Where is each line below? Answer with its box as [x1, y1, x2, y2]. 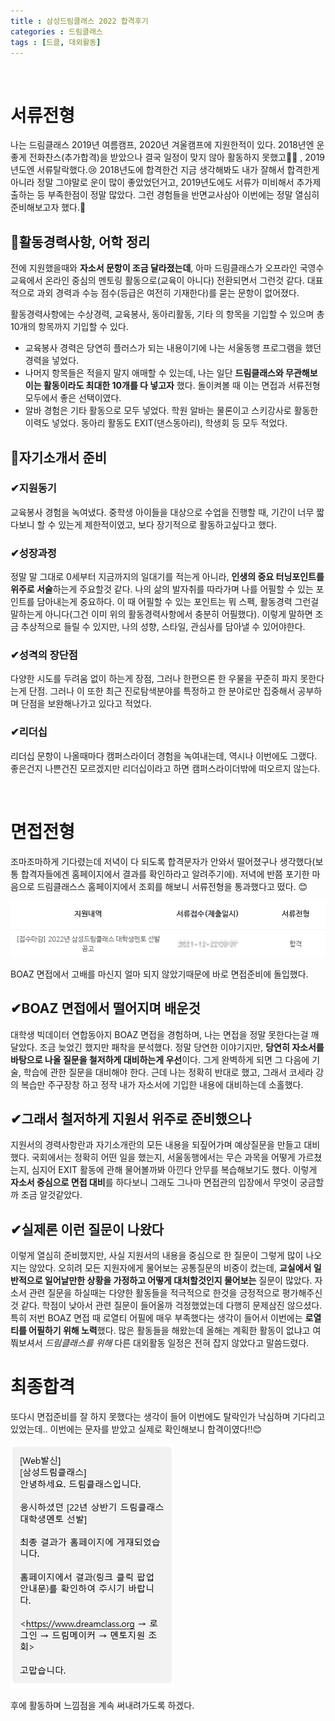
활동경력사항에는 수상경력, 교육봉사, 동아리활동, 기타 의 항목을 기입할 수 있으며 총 [10, 308, 325, 320]
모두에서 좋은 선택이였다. [24, 392, 122, 404]
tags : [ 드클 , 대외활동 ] [10, 37, 102, 47]
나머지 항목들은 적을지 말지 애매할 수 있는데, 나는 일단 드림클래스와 [24, 367, 284, 379]
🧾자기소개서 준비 [10, 449, 107, 466]
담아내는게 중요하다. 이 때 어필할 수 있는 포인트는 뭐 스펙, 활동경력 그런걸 [36, 596, 320, 608]
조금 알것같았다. [20, 1189, 83, 1201]
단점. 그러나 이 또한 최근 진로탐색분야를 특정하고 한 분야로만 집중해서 [28, 685, 296, 697]
